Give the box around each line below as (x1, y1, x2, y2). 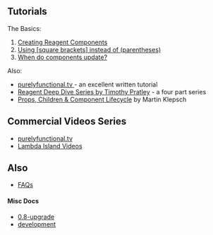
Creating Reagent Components (17, 38, 108, 46)
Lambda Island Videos (17, 141, 83, 150)
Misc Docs (7, 197, 39, 205)
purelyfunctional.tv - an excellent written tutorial (17, 80, 158, 89)
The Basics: (7, 24, 42, 32)
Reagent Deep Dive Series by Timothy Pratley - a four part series (17, 87, 207, 96)
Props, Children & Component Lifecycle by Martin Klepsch (17, 95, 187, 103)
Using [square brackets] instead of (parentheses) (17, 45, 162, 53)
